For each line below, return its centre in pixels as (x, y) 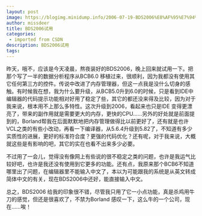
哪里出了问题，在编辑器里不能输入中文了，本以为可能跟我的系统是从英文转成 (101, 171)
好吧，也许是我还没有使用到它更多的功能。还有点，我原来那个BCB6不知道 (103, 164)
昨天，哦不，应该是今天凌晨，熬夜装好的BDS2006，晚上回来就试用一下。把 (100, 68)
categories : (21, 34)
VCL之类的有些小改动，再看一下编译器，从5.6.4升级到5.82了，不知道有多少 (99, 128)
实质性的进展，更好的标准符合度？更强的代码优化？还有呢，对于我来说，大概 (101, 136)
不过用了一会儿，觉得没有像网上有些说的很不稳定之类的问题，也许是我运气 (98, 156)
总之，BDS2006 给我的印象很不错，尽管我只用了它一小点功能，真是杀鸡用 (98, 191)
